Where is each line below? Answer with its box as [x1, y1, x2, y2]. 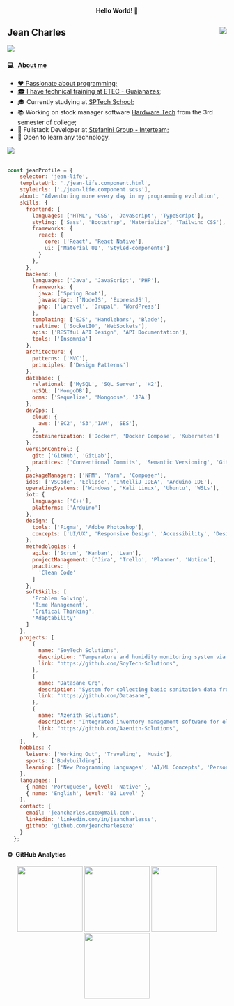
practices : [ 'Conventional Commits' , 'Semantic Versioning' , [32, 459, 214, 466]
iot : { [25, 491, 45, 498]
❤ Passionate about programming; [17, 79, 118, 87]
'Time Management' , [32, 602, 89, 609]
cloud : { [32, 413, 58, 420]
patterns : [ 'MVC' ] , [32, 355, 89, 362]
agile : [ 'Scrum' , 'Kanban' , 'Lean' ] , [32, 549, 141, 557]
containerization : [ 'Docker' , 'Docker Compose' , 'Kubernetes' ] [32, 433, 219, 440]
